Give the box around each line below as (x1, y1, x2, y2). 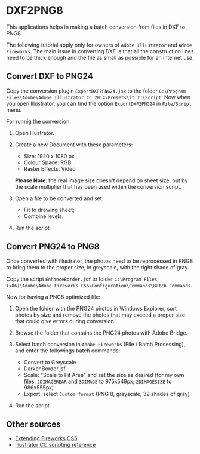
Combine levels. (23, 213, 64, 220)
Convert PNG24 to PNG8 (6, 241, 100, 251)
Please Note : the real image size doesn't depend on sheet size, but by (14, 177, 188, 184)
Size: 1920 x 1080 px (23, 152, 75, 159)
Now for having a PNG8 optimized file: (6, 293, 100, 300)
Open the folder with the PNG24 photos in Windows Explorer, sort (14, 305, 177, 312)
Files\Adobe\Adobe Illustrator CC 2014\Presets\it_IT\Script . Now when (6, 93, 191, 100)
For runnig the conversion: (6, 118, 72, 125)
